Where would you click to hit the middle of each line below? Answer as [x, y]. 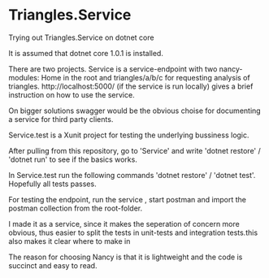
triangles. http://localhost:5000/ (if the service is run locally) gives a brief [131, 86]
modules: [24, 77]
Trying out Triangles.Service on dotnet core [81, 37]
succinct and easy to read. [53, 265]
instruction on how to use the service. [72, 94]
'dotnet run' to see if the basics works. [73, 159]
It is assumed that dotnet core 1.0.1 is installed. [86, 53]
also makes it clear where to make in [69, 241]
